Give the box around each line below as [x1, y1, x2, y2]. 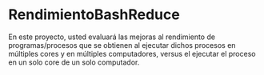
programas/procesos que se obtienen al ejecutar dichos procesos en [8, 40, 236, 49]
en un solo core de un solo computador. [8, 57, 140, 67]
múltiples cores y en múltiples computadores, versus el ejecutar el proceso [8, 49, 256, 58]
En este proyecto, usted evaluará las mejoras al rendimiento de [8, 32, 216, 41]
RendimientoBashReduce [8, 6, 180, 24]
